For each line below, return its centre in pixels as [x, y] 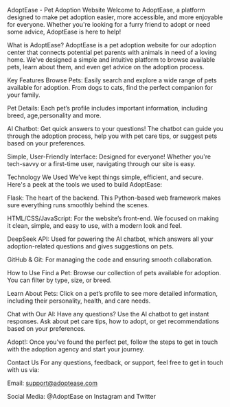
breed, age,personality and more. [54, 115]
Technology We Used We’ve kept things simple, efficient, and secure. [105, 177]
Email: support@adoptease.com [53, 383]
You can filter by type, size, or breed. [59, 280]
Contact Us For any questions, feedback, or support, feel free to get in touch [115, 362]
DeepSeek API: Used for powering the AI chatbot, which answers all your [111, 239]
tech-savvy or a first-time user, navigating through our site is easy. [101, 164]
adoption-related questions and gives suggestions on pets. [90, 246]
